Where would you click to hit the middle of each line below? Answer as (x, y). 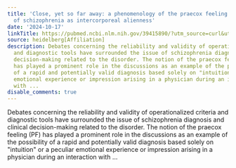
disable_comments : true (42, 92)
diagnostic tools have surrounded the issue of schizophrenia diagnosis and (116, 119)
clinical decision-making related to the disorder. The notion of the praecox (114, 127)
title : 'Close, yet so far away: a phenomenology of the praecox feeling (118, 14)
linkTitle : (23, 33)
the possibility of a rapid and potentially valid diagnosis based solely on (111, 142)
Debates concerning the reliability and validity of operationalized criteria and (118, 112)
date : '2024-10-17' (36, 27)
